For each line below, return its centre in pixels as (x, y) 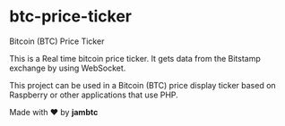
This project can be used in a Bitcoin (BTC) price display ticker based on (142, 85)
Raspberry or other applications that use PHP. (94, 95)
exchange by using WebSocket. (68, 68)
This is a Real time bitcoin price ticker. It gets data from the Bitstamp (135, 58)
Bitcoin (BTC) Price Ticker (57, 41)
